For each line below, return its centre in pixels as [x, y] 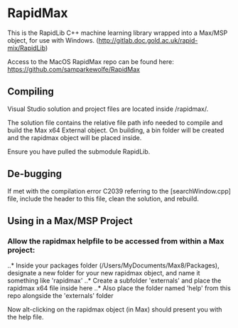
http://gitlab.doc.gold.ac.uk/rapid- [148, 40]
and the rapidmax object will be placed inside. [75, 137]
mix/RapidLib [27, 48]
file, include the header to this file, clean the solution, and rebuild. [103, 199]
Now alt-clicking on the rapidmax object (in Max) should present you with [115, 310]
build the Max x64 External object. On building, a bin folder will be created [116, 130]
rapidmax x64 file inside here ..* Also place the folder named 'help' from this [119, 288]
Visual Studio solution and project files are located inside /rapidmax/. [108, 109]
